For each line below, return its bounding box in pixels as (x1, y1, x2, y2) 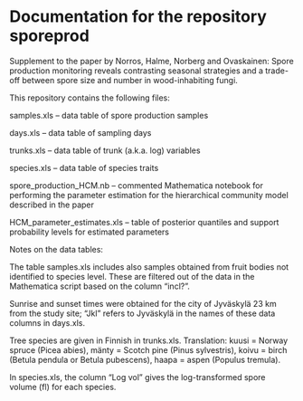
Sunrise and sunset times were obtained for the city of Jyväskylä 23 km (9, 298, 278, 309)
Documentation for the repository (9, 6, 267, 27)
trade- (265, 65, 289, 76)
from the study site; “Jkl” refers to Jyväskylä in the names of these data (9, 308, 276, 319)
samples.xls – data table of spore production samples (9, 110, 209, 120)
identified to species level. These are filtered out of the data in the (9, 271, 255, 282)
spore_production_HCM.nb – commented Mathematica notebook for (9, 179, 264, 191)
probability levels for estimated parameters (9, 226, 170, 237)
